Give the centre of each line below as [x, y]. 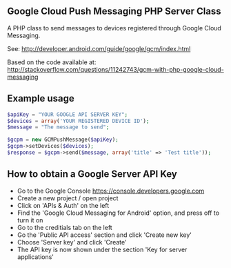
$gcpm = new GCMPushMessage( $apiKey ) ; [63, 140]
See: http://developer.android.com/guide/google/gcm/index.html [99, 48]
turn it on [30, 220]
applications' [35, 257]
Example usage [41, 98]
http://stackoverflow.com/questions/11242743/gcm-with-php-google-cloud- [115, 69]
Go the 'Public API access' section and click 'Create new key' [104, 235]
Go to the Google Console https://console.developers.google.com [111, 191]
